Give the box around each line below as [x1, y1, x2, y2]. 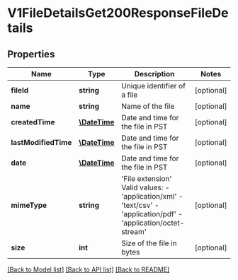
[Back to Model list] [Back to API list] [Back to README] [7, 265, 170, 274]
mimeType [11, 200, 47, 210]
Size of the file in [121, 238, 177, 248]
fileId [11, 86, 29, 95]
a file [121, 90, 138, 100]
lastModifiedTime [11, 138, 72, 147]
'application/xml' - [121, 192, 183, 201]
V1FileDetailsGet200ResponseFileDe [7, 5, 229, 21]
